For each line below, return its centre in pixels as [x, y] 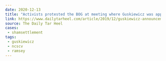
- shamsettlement [25, 32]
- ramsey [16, 51]
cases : [12, 28]
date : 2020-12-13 [23, 10]
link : [11, 19]
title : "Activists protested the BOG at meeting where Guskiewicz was [79, 14]
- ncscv [15, 46]
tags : [11, 37]
